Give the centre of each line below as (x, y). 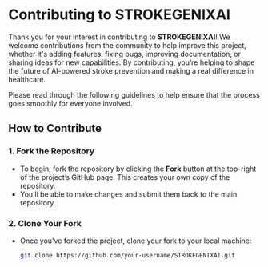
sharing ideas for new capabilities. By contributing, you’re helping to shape (132, 62)
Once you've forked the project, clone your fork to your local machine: (136, 241)
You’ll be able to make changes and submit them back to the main (128, 194)
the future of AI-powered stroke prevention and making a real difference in (131, 70)
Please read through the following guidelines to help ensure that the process (134, 94)
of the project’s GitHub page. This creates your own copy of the (125, 177)
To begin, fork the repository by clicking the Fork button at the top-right (138, 169)
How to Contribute (55, 128)
